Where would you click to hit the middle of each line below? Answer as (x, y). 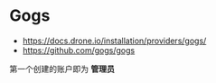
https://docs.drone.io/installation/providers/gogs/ (114, 41)
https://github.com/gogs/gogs (79, 50)
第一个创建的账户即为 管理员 (62, 69)
